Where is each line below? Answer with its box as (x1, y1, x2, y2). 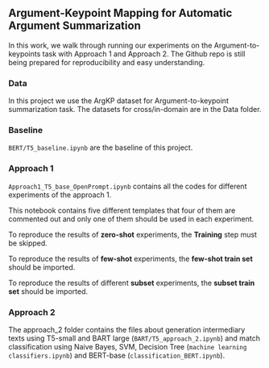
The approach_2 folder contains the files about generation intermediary (8, 325, 246, 334)
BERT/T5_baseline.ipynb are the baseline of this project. (8, 143, 193, 152)
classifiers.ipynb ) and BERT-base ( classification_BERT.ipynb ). (8, 350, 226, 360)
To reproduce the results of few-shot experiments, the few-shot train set (8, 254, 254, 263)
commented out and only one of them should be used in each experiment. (8, 213, 255, 224)
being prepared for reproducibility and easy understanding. (8, 57, 205, 67)
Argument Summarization (8, 19, 141, 33)
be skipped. (8, 238, 48, 248)
